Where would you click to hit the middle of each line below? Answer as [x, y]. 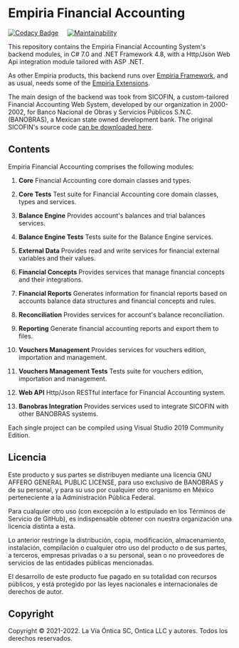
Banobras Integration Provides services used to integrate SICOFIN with [123, 406]
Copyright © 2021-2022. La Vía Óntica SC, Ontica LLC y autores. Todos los [118, 631]
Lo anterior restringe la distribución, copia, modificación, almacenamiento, [117, 540]
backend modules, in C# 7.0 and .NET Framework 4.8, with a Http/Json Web [119, 54]
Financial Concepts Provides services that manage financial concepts [121, 272]
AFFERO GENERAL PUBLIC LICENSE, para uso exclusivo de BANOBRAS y [116, 482]
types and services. [47, 201]
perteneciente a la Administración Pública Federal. [82, 497]
